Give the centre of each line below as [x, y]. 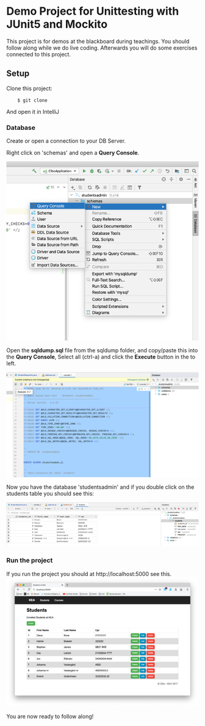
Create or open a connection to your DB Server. [66, 141]
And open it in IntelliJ [33, 112]
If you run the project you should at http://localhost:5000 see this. [89, 573]
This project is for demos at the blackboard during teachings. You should [98, 41]
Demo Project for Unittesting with [93, 11]
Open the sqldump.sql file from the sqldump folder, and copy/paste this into [102, 350]
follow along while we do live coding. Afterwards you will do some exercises [102, 48]
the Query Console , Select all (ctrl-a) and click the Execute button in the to [101, 357]
